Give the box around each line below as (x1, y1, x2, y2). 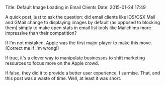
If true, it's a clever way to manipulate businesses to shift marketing (5, 55, 145, 61)
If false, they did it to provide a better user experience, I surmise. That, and (5, 70, 160, 76)
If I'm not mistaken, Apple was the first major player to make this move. (5, 40, 152, 46)
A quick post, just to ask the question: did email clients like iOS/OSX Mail (5, 14, 155, 20)
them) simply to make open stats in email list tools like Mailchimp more (5, 25, 151, 31)
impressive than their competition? (5, 30, 77, 36)
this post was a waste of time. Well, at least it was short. (5, 75, 122, 81)
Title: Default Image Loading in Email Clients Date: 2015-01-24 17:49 (5, 5, 146, 10)
